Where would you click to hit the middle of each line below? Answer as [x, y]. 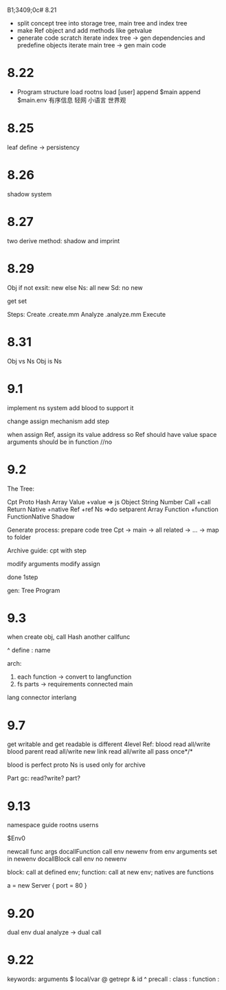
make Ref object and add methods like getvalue [84, 31]
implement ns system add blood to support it [70, 407]
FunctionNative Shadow [41, 516]
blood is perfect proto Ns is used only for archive [76, 765]
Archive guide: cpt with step [47, 550]
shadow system [30, 194]
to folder [19, 537]
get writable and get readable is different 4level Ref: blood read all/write [109, 744]
